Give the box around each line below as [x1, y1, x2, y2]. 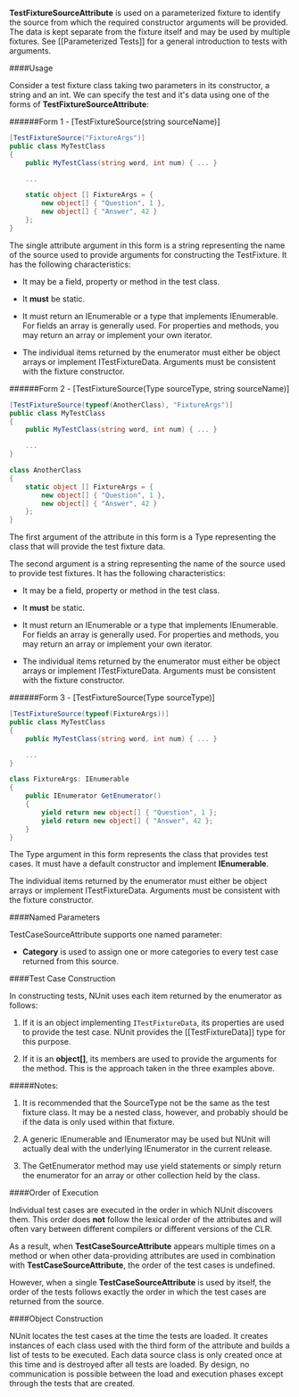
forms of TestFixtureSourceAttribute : [9, 99, 149, 110]
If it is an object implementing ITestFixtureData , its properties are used [21, 1017, 285, 1029]
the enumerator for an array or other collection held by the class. [21, 1170, 261, 1181]
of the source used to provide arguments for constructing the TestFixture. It [9, 249, 287, 260]
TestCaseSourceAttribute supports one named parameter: [9, 930, 223, 940]
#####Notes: [9, 1080, 59, 1091]
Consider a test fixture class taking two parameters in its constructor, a [9, 80, 270, 90]
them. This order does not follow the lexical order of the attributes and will [9, 1214, 283, 1225]
